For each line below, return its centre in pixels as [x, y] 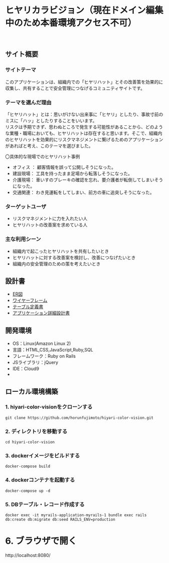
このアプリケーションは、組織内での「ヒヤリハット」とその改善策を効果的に [84, 82]
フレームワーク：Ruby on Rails [44, 356]
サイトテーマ [21, 70]
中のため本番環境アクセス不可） [71, 23]
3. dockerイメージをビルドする [43, 456]
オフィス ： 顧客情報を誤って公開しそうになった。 [64, 167]
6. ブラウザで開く [41, 541]
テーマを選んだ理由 [28, 102]
